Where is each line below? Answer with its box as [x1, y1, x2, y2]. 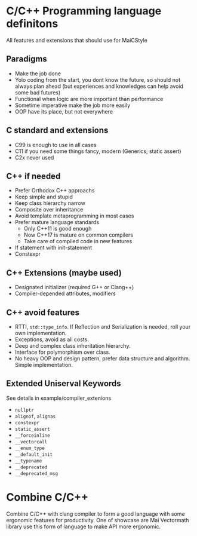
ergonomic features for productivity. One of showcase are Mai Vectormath [6, 516, 189, 523]
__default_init [14, 451, 53, 458]
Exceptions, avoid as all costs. [14, 336, 90, 343]
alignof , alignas [14, 412, 56, 419]
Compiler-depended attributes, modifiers [14, 290, 116, 297]
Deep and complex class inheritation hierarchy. [14, 342, 131, 349]
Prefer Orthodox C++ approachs [14, 187, 95, 194]
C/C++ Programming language [6, 4, 162, 18]
